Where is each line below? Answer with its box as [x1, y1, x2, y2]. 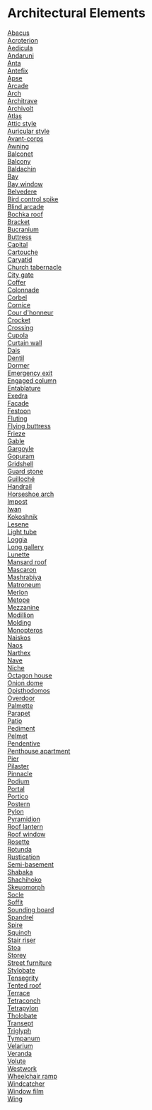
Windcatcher [7, 1079, 45, 1088]
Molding [7, 618, 32, 627]
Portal [7, 784, 25, 793]
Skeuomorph [7, 882, 45, 891]
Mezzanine [7, 603, 40, 611]
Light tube [7, 527, 37, 536]
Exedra [7, 391, 28, 400]
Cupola [7, 331, 28, 339]
